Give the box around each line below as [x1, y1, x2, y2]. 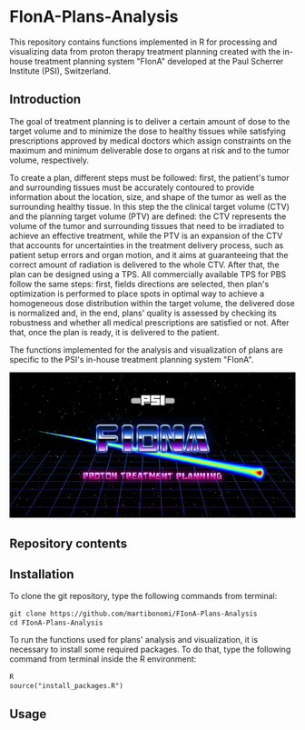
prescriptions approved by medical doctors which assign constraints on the [9, 135, 292, 146]
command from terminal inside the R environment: [9, 654, 197, 665]
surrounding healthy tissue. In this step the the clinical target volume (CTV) [9, 201, 290, 212]
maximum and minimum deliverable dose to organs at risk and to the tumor [9, 145, 290, 155]
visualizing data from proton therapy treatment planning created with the [9, 45, 281, 56]
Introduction [9, 92, 82, 107]
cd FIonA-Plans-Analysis [9, 618, 103, 628]
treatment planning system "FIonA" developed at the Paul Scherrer [34, 55, 284, 66]
